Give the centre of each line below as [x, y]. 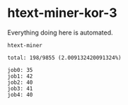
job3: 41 [20, 88]
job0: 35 [20, 70]
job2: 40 [20, 82]
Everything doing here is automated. [60, 32]
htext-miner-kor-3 [62, 13]
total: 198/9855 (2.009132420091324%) [64, 58]
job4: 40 [20, 94]
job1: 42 [20, 76]
